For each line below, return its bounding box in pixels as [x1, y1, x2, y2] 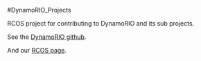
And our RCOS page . [7, 46, 67, 54]
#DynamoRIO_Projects [7, 6, 71, 14]
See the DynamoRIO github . [7, 33, 87, 41]
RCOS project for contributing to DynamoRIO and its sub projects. [7, 19, 195, 27]
